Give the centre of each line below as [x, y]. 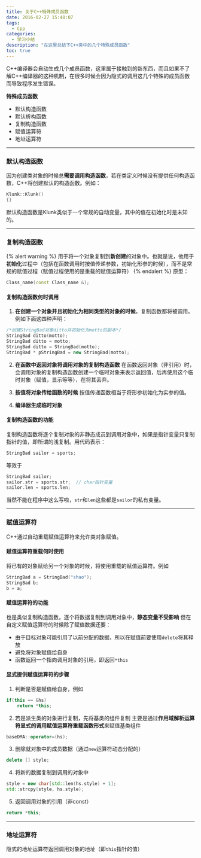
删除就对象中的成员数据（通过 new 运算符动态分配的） [79, 749]
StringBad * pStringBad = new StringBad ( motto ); [68, 352]
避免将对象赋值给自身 [41, 652]
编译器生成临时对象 [39, 405]
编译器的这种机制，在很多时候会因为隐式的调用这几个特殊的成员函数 [106, 76]
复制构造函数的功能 [30, 420]
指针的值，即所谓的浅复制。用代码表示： [56, 442]
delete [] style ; [28, 760]
